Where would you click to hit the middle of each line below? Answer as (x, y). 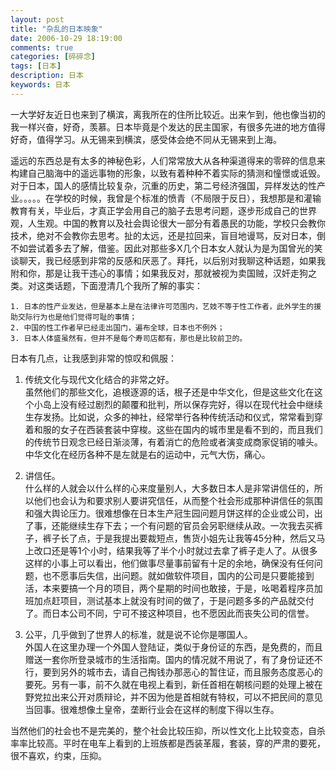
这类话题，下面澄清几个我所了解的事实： (119, 285)
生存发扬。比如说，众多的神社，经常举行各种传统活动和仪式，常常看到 (169, 417)
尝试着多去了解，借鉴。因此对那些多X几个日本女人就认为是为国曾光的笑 (175, 248)
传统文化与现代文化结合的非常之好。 (99, 379)
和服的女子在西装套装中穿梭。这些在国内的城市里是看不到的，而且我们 (178, 429)
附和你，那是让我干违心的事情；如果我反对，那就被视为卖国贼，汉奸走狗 (159, 273)
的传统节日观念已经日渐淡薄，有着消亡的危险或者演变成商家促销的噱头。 (173, 442)
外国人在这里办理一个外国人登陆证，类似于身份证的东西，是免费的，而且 (173, 647)
